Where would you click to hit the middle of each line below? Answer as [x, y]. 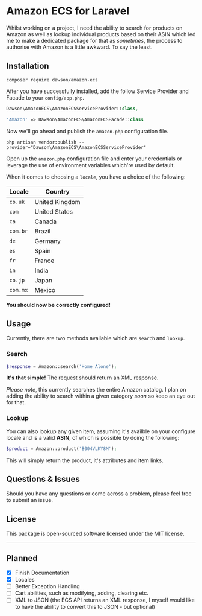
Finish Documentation [42, 573]
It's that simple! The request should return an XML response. [82, 378]
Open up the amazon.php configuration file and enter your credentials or [94, 159]
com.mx [19, 290]
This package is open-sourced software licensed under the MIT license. [95, 534]
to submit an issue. [29, 500]
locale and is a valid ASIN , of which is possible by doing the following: [93, 437]
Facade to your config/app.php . [45, 97]
